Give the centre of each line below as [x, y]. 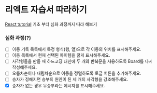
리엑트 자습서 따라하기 [46, 10]
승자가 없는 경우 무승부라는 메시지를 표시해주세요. [58, 85]
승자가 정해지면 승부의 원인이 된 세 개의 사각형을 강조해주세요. [70, 80]
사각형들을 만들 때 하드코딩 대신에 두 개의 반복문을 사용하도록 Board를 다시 [82, 61]
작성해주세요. [24, 67]
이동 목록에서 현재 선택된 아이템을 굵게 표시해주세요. [61, 55]
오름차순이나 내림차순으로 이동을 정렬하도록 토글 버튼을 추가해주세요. [77, 73]
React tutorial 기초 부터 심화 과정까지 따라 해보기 [51, 24]
